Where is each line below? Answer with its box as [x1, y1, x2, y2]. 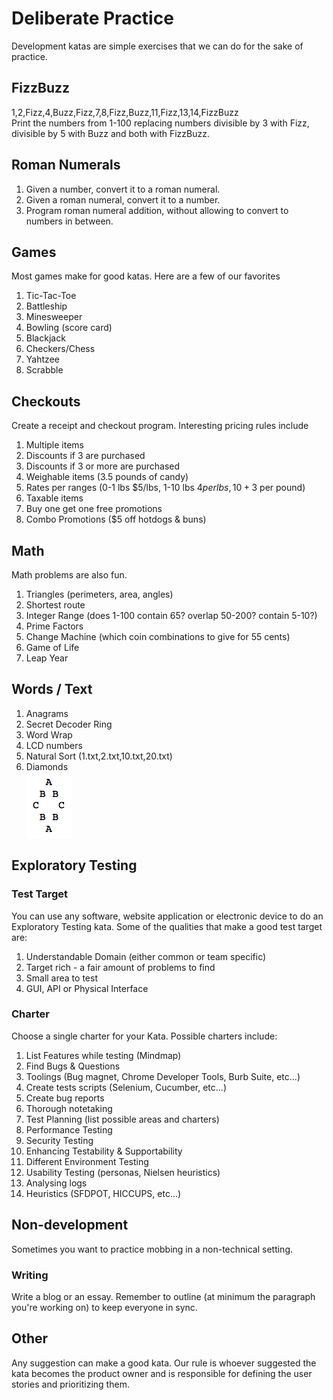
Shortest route [25, 599, 86, 611]
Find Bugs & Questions [25, 1060, 121, 1072]
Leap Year [25, 652, 69, 664]
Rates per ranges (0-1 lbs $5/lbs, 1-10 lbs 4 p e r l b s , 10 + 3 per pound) [25, 482, 306, 494]
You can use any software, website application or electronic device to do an [11, 910, 324, 922]
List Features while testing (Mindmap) [25, 1049, 182, 1061]
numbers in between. [25, 215, 114, 227]
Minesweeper [25, 311, 83, 323]
